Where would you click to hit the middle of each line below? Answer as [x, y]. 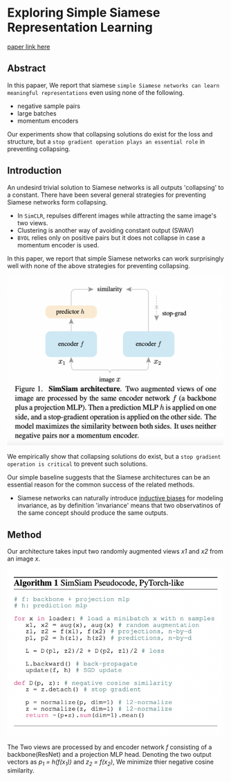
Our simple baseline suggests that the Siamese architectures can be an [109, 477]
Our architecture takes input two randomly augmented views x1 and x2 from [115, 551]
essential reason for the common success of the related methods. [101, 485]
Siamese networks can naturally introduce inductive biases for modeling [120, 498]
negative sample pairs [49, 106]
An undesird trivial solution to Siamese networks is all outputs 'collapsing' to [115, 187]
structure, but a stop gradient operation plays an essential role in [106, 141]
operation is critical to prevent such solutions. [77, 464]
